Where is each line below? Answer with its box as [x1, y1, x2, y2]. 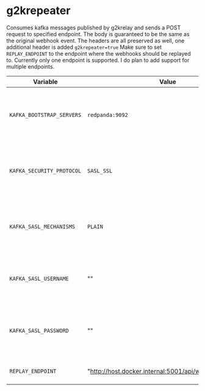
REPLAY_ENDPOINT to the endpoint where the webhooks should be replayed [6, 50, 191, 57]
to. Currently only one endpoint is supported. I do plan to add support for [6, 56, 190, 64]
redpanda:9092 [87, 111, 128, 118]
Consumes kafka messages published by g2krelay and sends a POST [6, 24, 181, 31]
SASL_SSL [87, 167, 113, 174]
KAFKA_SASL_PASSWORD [9, 327, 69, 334]
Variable [32, 77, 58, 86]
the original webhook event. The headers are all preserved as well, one [6, 37, 185, 44]
